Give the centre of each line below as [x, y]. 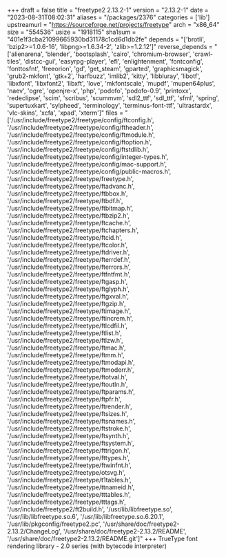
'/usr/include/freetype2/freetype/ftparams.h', [71, 392]
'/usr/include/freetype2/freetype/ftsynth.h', [68, 436]
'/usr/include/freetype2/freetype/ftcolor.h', [68, 245]
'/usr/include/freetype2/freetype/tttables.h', [69, 494]
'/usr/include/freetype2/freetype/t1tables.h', [70, 480]
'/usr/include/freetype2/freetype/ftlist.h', [64, 333]
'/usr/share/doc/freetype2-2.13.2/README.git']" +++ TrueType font [102, 539]
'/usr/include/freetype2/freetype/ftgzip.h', [66, 304]
